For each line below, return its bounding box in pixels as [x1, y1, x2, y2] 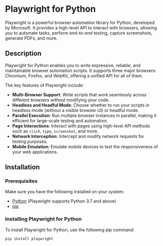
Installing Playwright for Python [5, 216, 82, 223]
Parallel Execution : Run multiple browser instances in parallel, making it [12, 112, 157, 118]
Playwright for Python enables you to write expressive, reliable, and [5, 62, 141, 68]
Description [5, 49, 41, 58]
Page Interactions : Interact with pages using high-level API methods [12, 123, 150, 129]
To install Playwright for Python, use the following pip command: [5, 226, 135, 233]
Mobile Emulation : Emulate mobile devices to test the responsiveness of [12, 143, 159, 150]
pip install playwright [5, 236, 54, 241]
